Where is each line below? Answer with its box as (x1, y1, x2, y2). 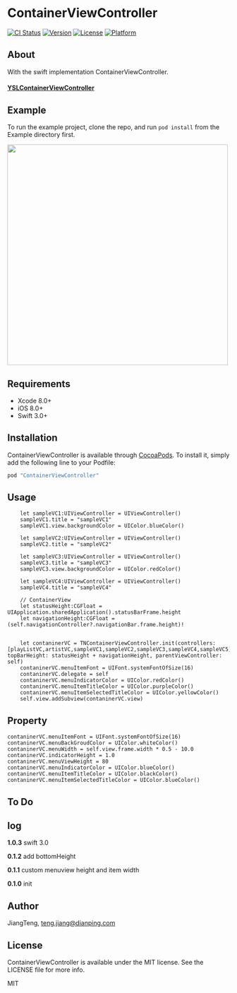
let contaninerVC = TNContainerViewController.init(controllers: (20, 640, 217, 647)
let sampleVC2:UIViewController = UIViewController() (20, 535, 181, 542)
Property (7, 715, 48, 727)
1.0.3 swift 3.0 (7, 838, 49, 847)
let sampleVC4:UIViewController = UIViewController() (20, 578, 181, 585)
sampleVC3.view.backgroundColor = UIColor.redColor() (20, 566, 181, 573)
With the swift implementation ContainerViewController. (7, 67, 169, 76)
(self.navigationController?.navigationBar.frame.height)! (7, 622, 185, 629)
